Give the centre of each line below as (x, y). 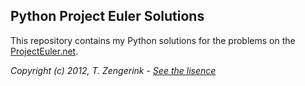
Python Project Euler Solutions (107, 16)
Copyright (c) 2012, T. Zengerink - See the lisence (113, 70)
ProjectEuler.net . (44, 51)
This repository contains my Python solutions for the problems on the (153, 40)
